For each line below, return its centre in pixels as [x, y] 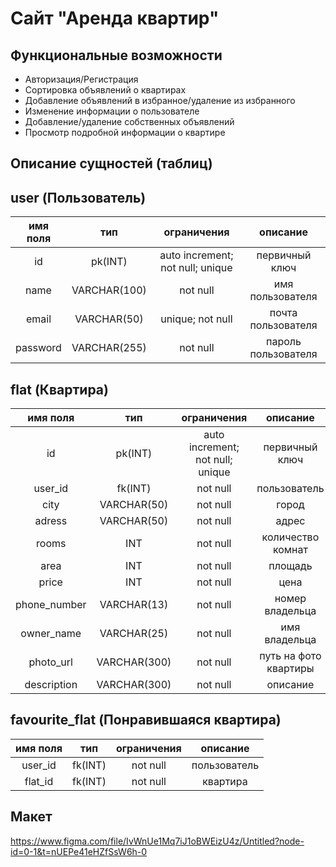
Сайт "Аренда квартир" [115, 18]
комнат [290, 550]
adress [51, 521]
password [38, 348]
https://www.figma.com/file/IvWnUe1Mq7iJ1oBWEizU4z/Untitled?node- [157, 841]
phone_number [51, 605]
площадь [290, 566]
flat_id [39, 781]
